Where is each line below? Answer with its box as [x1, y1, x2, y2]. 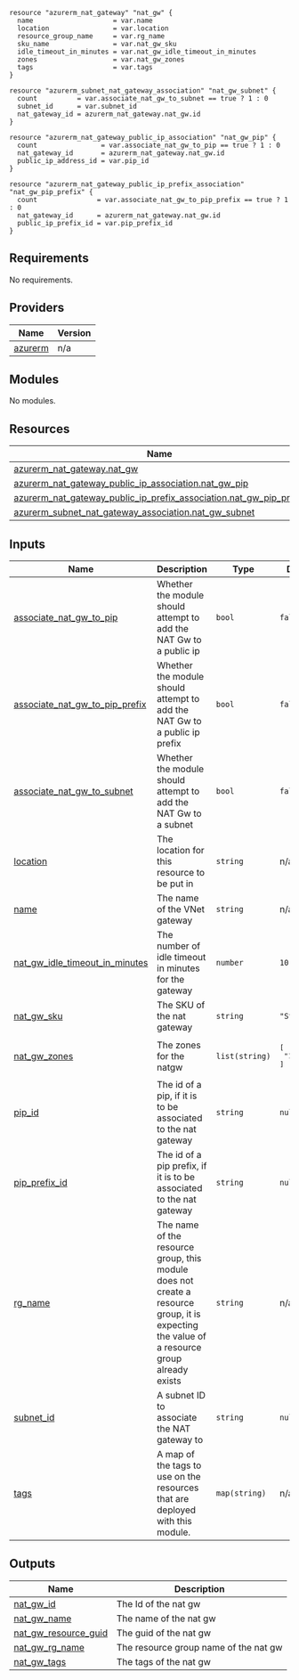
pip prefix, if [157, 1160, 207, 1172]
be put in [157, 877, 194, 890]
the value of [157, 1330, 206, 1342]
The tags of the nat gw [116, 1655, 212, 1668]
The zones [157, 1039, 202, 1051]
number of [157, 940, 201, 952]
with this [157, 1515, 193, 1528]
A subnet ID [157, 1390, 206, 1402]
